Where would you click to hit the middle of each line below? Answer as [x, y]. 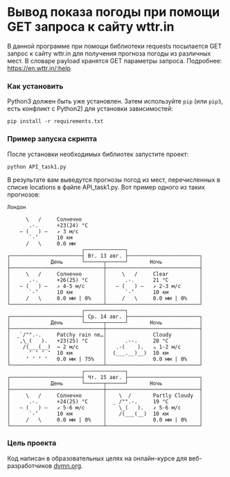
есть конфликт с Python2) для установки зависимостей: [90, 109]
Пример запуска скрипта [52, 139]
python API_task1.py [37, 167]
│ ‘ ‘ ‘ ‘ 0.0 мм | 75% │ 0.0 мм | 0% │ [105, 359]
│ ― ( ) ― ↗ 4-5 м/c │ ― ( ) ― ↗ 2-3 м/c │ [105, 286]
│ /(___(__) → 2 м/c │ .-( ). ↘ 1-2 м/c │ [105, 347]
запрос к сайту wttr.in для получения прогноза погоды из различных [109, 53]
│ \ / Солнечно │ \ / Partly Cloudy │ [105, 395]
